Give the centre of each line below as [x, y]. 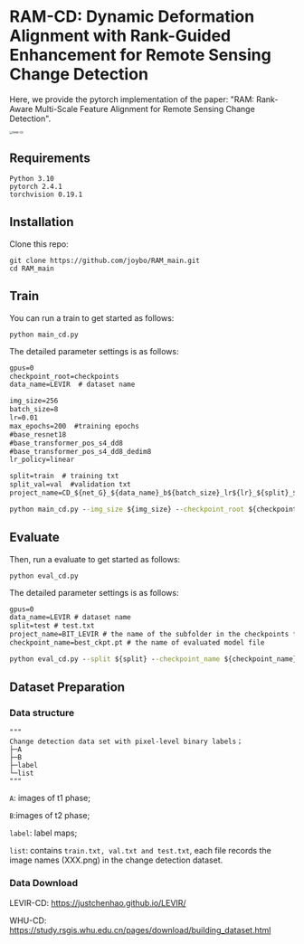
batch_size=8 [34, 410]
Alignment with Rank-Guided [120, 36]
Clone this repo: [39, 244]
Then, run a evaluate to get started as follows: [95, 559]
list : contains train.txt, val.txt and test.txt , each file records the [140, 850]
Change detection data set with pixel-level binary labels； [126, 741]
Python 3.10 [32, 179]
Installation [42, 222]
